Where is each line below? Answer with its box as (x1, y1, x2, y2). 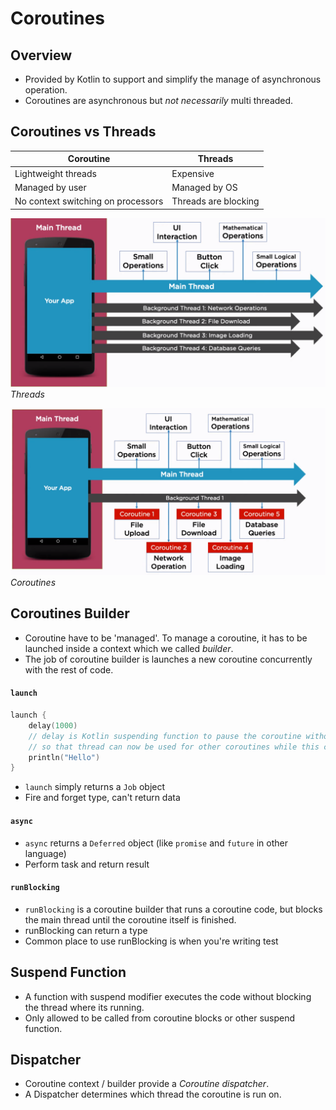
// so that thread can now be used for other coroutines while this (28, 742, 320, 752)
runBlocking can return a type (24, 924, 148, 936)
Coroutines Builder (10, 605, 130, 622)
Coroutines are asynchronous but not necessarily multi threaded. (24, 95, 294, 106)
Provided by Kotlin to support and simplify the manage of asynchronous (24, 73, 322, 85)
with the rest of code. (24, 663, 114, 676)
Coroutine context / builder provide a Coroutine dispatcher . (24, 1078, 270, 1090)
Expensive (171, 167, 215, 179)
